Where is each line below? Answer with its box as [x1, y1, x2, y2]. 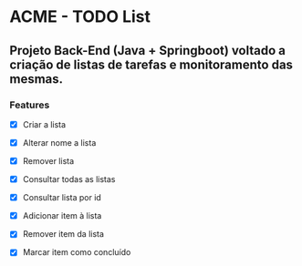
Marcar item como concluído [22, 247, 131, 258]
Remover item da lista [22, 229, 105, 240]
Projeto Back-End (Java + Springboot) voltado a [9, 43, 286, 58]
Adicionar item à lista [22, 210, 102, 221]
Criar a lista [22, 118, 67, 129]
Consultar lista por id [22, 192, 102, 203]
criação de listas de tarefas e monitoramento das [9, 56, 294, 72]
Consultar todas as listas [22, 174, 116, 185]
